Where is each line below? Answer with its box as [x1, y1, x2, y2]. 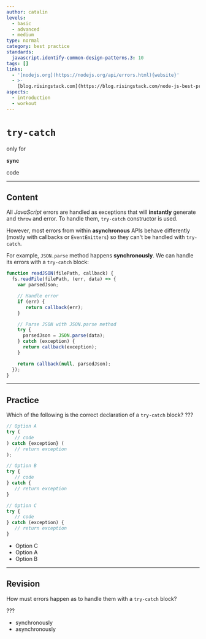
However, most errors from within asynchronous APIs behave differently [6, 227, 190, 234]
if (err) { [17, 299, 45, 305]
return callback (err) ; [25, 304, 84, 310]
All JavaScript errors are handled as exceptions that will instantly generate [6, 208, 196, 216]
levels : [6, 15, 26, 21]
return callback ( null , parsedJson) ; [17, 361, 112, 367]
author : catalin [6, 9, 48, 15]
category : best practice [6, 44, 70, 50]
